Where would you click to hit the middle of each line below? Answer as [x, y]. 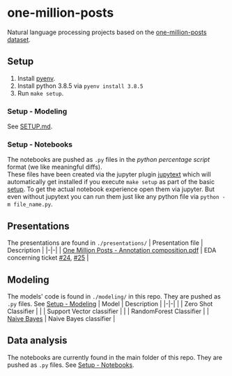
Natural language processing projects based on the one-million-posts [107, 32]
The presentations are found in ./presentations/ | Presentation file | [105, 243]
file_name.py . [33, 204]
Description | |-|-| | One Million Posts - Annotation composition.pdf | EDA [112, 250]
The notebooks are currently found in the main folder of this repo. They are [115, 357]
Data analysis [37, 341]
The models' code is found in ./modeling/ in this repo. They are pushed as [114, 296]
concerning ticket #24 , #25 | [48, 258]
